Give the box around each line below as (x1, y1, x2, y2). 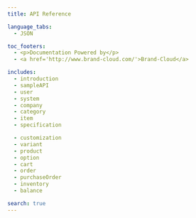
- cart (13, 160, 33, 168)
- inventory (13, 180, 50, 188)
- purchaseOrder (13, 174, 62, 181)
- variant (13, 141, 43, 148)
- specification (13, 121, 62, 129)
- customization (13, 134, 62, 141)
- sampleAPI (13, 82, 50, 89)
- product (13, 147, 43, 155)
